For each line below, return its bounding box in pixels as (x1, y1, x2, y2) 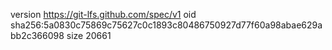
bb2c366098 (10, 30, 65, 41)
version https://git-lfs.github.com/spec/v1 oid (10, 9, 197, 20)
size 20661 (66, 30, 112, 41)
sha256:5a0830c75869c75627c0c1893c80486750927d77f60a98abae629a (10, 19, 323, 31)
